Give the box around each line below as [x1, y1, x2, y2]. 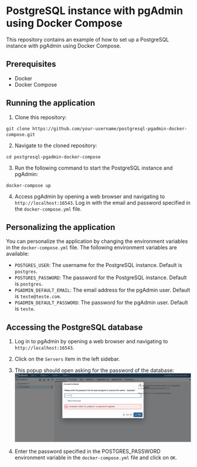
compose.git [6, 131, 35, 137]
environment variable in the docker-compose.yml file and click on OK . [14, 454, 178, 461]
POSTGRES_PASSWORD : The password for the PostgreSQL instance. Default [14, 274, 187, 281]
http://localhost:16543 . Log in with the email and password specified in [14, 199, 191, 206]
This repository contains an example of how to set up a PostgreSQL [6, 36, 169, 43]
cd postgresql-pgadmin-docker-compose [6, 154, 101, 160]
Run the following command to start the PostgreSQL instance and [14, 164, 173, 171]
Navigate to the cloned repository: [14, 142, 97, 149]
